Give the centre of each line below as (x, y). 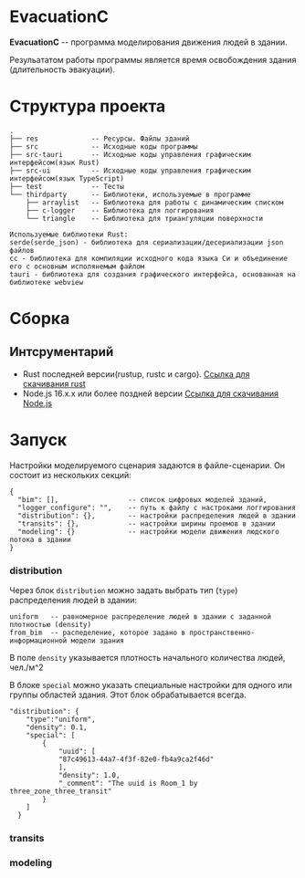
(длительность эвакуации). (63, 69)
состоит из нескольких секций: (71, 475)
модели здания (98, 641)
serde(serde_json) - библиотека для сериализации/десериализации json (147, 242)
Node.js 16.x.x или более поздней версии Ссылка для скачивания (151, 393)
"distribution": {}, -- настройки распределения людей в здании (157, 516)
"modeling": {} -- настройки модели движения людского (149, 531)
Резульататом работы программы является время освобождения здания (153, 59)
